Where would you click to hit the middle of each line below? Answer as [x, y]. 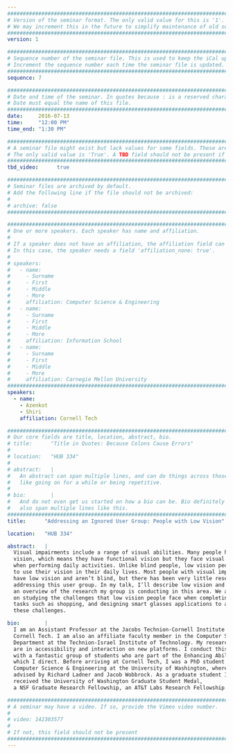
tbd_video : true [38, 167]
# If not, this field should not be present [72, 733]
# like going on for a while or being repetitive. [85, 482]
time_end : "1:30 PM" [37, 129]
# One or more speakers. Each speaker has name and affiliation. [103, 231]
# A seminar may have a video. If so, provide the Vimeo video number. [113, 707]
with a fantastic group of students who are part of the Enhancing [113, 655]
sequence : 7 [24, 78]
